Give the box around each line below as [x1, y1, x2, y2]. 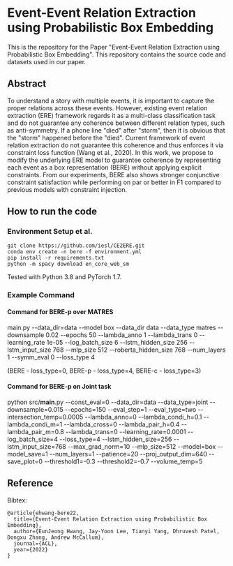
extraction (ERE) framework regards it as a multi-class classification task [7, 111, 216, 119]
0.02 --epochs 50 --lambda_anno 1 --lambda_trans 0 [45, 330, 198, 339]
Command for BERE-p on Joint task [7, 382, 112, 391]
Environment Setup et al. [7, 227, 93, 237]
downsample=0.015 [7, 405, 64, 413]
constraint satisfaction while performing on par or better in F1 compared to [7, 178, 222, 186]
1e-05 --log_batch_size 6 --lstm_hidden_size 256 [46, 338, 188, 346]
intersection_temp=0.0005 [7, 412, 84, 421]
